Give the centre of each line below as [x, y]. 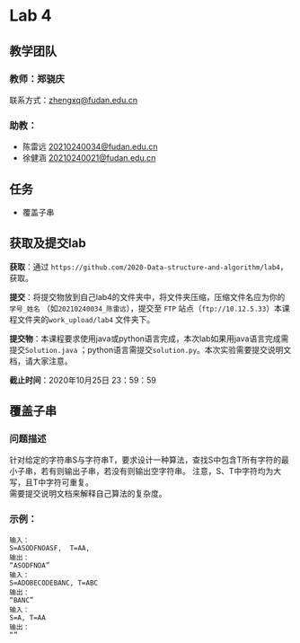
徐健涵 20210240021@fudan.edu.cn [89, 158]
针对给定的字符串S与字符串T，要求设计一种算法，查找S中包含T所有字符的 [146, 460]
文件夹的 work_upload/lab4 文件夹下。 [86, 319]
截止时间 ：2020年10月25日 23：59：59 [83, 380]
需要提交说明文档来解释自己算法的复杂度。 [88, 494]
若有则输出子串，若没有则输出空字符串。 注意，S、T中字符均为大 [160, 471]
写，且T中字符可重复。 [52, 482]
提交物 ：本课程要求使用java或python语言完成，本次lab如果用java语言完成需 [149, 339]
